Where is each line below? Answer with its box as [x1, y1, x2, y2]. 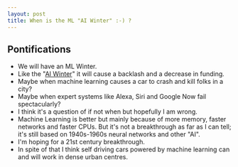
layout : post [7, 10, 46, 18]
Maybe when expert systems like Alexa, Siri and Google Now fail [17, 92, 207, 101]
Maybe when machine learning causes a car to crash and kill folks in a [17, 77, 224, 86]
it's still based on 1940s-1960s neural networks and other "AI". [17, 130, 200, 139]
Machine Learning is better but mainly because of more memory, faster [17, 115, 227, 124]
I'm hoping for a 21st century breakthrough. [17, 138, 146, 146]
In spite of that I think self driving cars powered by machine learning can [17, 145, 230, 153]
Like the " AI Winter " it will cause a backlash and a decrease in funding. [17, 70, 225, 78]
